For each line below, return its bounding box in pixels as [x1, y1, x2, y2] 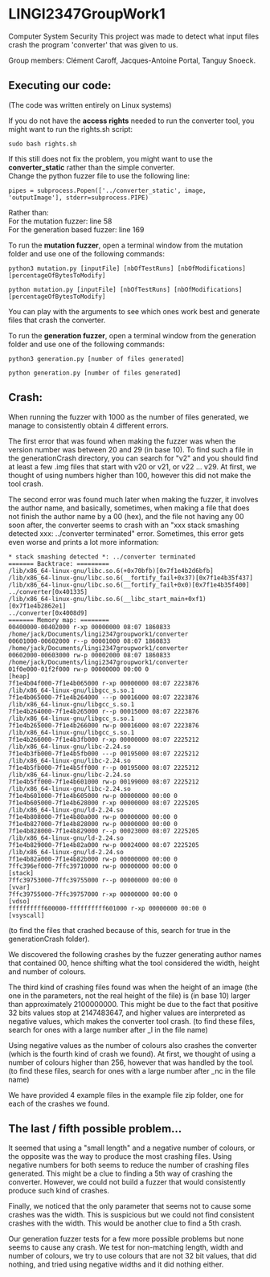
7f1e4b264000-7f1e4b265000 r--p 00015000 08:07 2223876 [8, 707, 199, 715]
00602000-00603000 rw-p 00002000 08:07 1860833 [8, 651, 171, 659]
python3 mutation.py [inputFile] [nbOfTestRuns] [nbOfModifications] [8, 264, 247, 272]
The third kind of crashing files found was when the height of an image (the [8, 982, 259, 992]
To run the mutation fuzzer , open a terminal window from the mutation [8, 240, 243, 250]
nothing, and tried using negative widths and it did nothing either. [8, 1259, 224, 1270]
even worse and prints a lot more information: [8, 537, 159, 546]
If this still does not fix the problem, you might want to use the [8, 153, 213, 163]
